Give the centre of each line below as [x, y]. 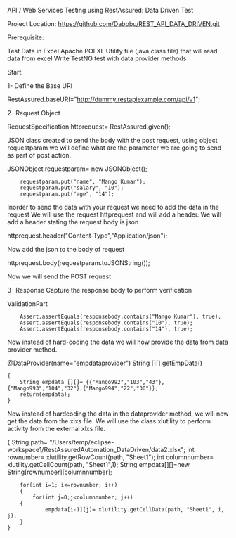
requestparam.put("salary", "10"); [72, 188]
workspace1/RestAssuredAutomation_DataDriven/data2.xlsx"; [97, 450]
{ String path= [27, 442]
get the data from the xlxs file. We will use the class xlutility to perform [109, 421]
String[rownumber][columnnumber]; [60, 472]
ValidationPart [27, 304]
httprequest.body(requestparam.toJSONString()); [79, 263]
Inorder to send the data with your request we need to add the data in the [113, 207]
